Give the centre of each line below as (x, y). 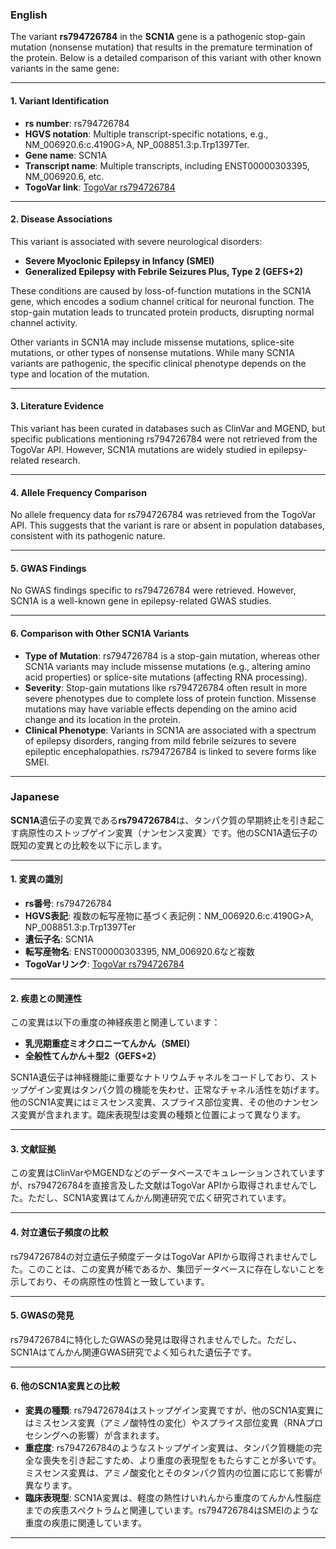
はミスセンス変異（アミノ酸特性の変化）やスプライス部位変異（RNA (165, 1423)
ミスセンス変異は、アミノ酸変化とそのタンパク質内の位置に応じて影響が (173, 1473)
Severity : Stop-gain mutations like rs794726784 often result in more (166, 687)
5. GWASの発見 (42, 1315)
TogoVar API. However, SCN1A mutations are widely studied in (138, 449)
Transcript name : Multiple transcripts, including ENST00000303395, (167, 165)
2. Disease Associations (61, 219)
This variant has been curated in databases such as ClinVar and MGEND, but (168, 428)
